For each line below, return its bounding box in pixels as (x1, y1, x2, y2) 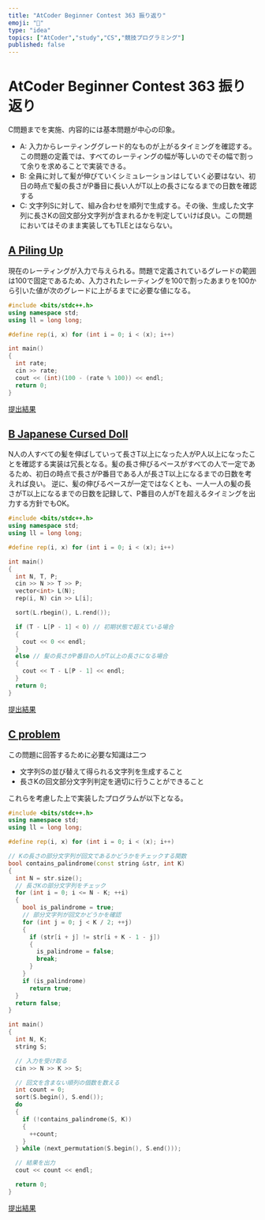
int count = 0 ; (15, 1086, 65, 1094)
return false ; (15, 999, 62, 1007)
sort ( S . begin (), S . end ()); (15, 1094, 104, 1101)
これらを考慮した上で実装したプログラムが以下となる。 (8, 793, 188, 803)
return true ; (28, 985, 73, 992)
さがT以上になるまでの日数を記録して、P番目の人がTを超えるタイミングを (8, 489, 249, 499)
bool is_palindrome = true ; (22, 904, 114, 912)
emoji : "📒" (8, 19, 44, 27)
